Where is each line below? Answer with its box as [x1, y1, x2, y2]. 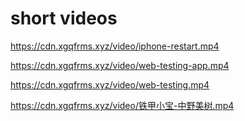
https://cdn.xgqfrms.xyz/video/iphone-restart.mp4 [10, 40, 220, 52]
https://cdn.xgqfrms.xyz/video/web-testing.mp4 [10, 78, 210, 91]
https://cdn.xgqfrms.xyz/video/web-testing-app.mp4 [10, 59, 230, 71]
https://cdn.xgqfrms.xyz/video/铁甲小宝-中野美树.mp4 [10, 99, 235, 111]
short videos [10, 7, 118, 30]
